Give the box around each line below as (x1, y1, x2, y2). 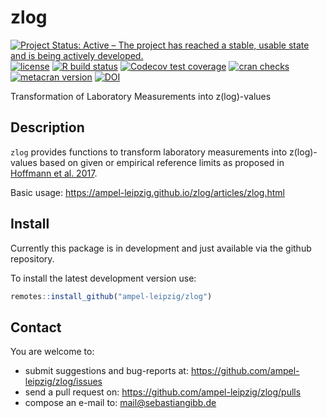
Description (10, 119, 85, 136)
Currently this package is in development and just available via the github (10, 242, 312, 254)
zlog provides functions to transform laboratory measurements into (10, 146, 288, 158)
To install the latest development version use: (10, 272, 197, 284)
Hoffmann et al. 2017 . (10, 167, 98, 179)
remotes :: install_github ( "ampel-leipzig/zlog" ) (10, 291, 213, 301)
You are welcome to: (10, 346, 95, 358)
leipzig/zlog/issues (24, 376, 103, 388)
